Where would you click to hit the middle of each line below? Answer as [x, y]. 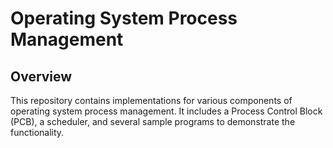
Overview [41, 76]
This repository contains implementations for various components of [151, 100]
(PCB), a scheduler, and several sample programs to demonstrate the [153, 121]
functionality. [37, 132]
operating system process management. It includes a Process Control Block [166, 111]
